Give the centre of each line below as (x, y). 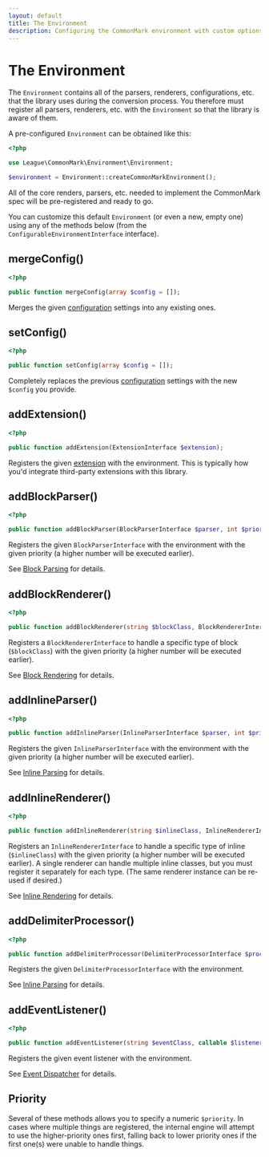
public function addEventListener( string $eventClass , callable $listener (136, 1043)
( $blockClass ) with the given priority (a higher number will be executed (125, 651)
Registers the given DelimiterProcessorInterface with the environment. (126, 969)
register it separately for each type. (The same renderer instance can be (127, 871)
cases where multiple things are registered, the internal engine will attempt (131, 1127)
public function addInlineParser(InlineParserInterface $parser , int (127, 733)
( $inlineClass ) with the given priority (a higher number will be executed (127, 855)
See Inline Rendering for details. (61, 895)
